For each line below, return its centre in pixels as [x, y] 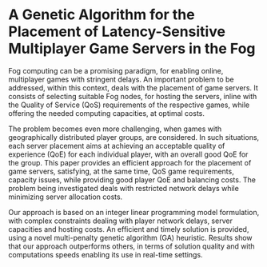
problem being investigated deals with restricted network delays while [124, 188]
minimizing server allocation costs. [66, 197]
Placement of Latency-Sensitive [117, 32]
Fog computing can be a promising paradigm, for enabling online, [116, 70]
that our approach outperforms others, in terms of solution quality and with [132, 246]
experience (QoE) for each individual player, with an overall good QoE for [128, 154]
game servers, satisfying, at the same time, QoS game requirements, [121, 171]
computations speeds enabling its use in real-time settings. [106, 254]
